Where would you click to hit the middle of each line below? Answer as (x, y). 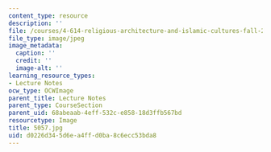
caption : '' (36, 53)
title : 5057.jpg (35, 128)
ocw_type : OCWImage (41, 90)
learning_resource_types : (52, 76)
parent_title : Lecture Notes (57, 98)
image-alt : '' (39, 68)
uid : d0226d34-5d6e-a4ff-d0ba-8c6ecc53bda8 (83, 135)
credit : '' (34, 61)
